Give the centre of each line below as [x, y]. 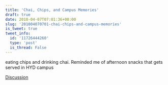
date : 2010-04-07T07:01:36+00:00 [41, 19]
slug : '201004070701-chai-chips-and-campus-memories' [64, 24]
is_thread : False [28, 48]
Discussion [17, 77]
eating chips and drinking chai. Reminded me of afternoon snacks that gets [84, 62]
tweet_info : [18, 33]
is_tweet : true [21, 29]
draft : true [18, 15]
